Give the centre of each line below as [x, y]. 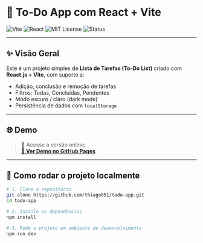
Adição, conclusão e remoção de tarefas [66, 86]
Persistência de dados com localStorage [66, 106]
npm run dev [21, 234]
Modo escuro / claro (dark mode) [56, 99]
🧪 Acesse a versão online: [53, 145]
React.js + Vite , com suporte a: [45, 74]
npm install [21, 217]
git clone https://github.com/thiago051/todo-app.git [76, 195]
